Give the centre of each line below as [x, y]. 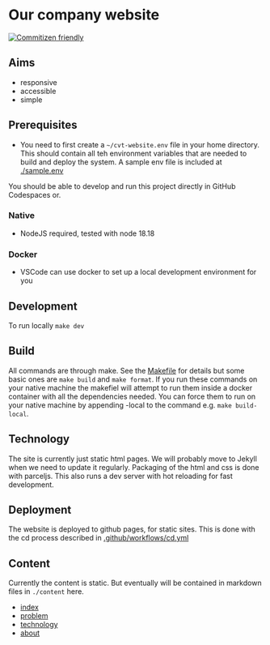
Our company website [84, 15]
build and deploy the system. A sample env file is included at [121, 162]
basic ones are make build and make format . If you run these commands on [133, 379]
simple [31, 100]
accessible [38, 91]
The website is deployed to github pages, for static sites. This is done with [132, 529]
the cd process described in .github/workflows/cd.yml [99, 538]
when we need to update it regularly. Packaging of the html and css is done [134, 467]
